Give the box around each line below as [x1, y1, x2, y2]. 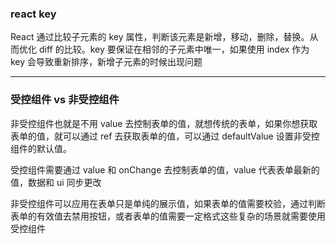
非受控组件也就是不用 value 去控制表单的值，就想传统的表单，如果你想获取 [10, 117, 318, 129]
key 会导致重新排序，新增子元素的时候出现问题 [10, 56, 203, 68]
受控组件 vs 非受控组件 [10, 93, 120, 107]
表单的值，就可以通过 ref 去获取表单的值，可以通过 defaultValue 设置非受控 [10, 130, 320, 142]
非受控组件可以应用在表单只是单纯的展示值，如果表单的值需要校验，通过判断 [10, 197, 326, 209]
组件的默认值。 [10, 142, 72, 154]
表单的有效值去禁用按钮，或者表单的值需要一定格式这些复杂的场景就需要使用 [10, 210, 326, 222]
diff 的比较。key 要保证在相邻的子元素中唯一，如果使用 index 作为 [38, 43, 310, 56]
